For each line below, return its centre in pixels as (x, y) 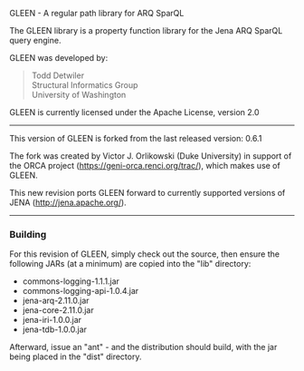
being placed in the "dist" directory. (76, 356)
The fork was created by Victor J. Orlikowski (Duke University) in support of (151, 156)
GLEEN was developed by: (59, 58)
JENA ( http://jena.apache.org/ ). (68, 202)
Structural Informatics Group (85, 85)
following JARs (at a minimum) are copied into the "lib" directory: (130, 264)
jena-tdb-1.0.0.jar (55, 329)
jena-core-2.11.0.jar (58, 310)
